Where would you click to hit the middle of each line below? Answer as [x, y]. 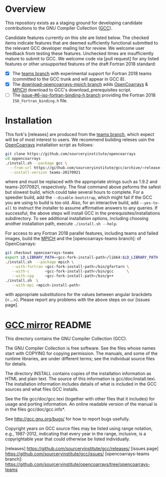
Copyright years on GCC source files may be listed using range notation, [79, 429]
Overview [25, 9]
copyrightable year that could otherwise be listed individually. [68, 439]
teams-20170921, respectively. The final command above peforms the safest [83, 187]
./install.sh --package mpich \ [40, 262]
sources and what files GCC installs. [42, 390]
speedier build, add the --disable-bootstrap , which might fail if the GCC [79, 197]
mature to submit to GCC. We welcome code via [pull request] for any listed [82, 58]
